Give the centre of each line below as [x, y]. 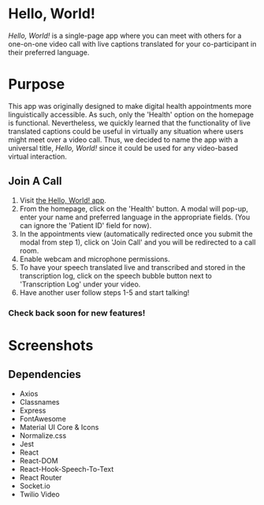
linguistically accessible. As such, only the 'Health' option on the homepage [131, 114]
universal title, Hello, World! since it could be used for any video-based [123, 148]
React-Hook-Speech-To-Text [67, 469]
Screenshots [51, 345]
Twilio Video [40, 494]
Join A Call [35, 181]
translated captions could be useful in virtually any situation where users [126, 131]
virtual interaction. [37, 156]
